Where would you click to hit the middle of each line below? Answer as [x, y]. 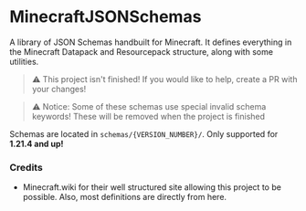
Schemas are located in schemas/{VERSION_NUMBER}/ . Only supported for [144, 133]
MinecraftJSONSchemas [106, 17]
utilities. [24, 61]
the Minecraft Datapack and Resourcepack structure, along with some [142, 51]
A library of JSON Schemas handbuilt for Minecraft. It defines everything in [151, 42]
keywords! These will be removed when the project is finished [148, 116]
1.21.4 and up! [37, 143]
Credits [26, 167]
